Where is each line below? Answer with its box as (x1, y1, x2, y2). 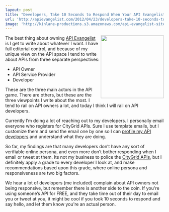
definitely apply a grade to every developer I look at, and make (5, 159, 135, 166)
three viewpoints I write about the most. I (5, 97, 90, 103)
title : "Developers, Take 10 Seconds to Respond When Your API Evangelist (5, 12, 165, 17)
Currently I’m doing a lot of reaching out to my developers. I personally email (5, 118, 164, 124)
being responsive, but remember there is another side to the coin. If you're (5, 185, 159, 191)
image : (5, 21, 19, 27)
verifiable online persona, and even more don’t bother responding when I (5, 149, 157, 155)
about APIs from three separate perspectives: (5, 56, 100, 63)
